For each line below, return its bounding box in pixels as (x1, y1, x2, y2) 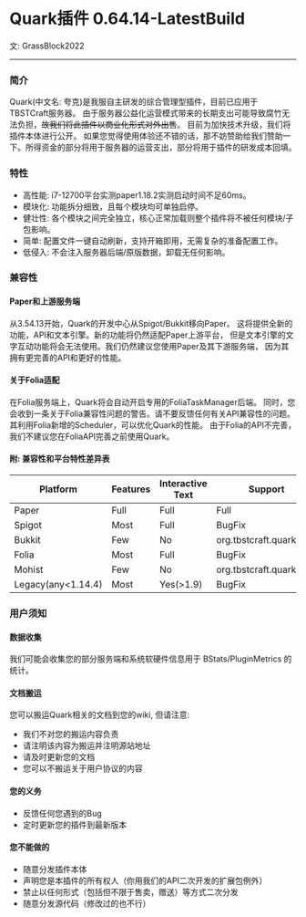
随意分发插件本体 (22, 863, 87, 874)
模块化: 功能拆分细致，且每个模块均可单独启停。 (22, 201, 203, 212)
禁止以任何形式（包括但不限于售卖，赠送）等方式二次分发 (22, 886, 239, 897)
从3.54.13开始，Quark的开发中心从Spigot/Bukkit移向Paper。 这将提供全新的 (9, 318, 293, 328)
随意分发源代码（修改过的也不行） (22, 898, 151, 909)
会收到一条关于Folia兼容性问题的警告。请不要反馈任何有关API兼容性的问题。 (9, 408, 296, 419)
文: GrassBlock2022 (9, 40, 85, 51)
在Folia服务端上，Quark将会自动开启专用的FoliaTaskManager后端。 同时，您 (9, 396, 296, 407)
